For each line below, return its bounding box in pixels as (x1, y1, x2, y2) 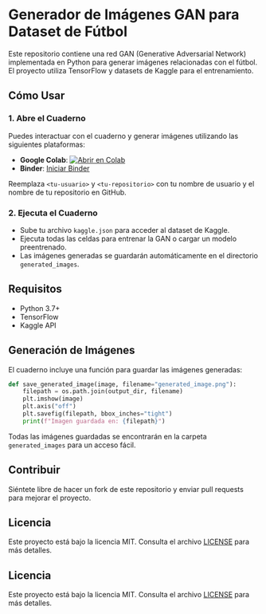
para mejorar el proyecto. (8, 493, 92, 502)
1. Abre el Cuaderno (8, 113, 86, 124)
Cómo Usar (8, 89, 65, 103)
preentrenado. (19, 242, 67, 252)
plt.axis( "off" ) (22, 403, 77, 411)
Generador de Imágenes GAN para (8, 6, 240, 24)
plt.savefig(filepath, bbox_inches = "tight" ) (22, 410, 173, 418)
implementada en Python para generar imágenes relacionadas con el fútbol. (8, 57, 258, 67)
